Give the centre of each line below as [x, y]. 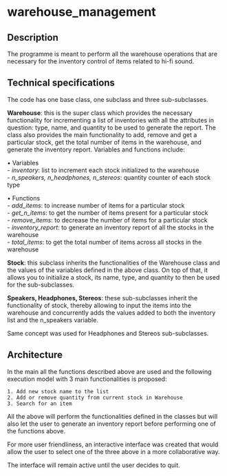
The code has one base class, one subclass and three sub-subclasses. [108, 99]
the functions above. [36, 431]
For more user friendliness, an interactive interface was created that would [113, 444]
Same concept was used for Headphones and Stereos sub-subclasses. [108, 333]
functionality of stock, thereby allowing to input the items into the [99, 305]
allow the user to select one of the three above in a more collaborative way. [113, 451]
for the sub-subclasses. [41, 284]
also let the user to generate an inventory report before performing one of [112, 424]
